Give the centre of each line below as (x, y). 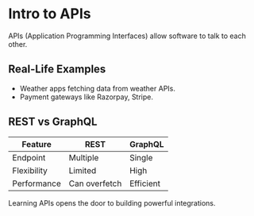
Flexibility (30, 170)
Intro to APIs (50, 14)
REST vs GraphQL (53, 122)
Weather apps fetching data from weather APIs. (98, 88)
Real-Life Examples (57, 69)
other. (18, 44)
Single (141, 157)
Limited (83, 170)
